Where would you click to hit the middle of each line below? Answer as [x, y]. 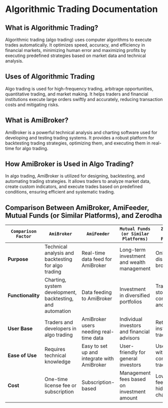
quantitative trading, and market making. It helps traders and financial [77, 94]
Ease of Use [22, 355]
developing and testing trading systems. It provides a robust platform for [80, 137]
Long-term [132, 250]
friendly [128, 352]
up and [90, 352]
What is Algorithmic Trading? [52, 28]
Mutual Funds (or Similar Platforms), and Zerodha [84, 215]
